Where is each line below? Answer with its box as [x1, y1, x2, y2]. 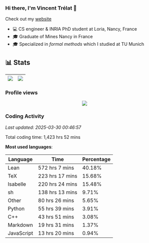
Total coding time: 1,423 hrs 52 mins [5, 134, 81, 140]
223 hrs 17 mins [38, 172, 78, 179]
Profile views [5, 89, 38, 96]
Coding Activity [5, 113, 44, 120]
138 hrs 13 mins [38, 189, 78, 196]
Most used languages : [5, 143, 53, 150]
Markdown [8, 221, 33, 228]
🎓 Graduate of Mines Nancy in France [12, 34, 93, 40]
